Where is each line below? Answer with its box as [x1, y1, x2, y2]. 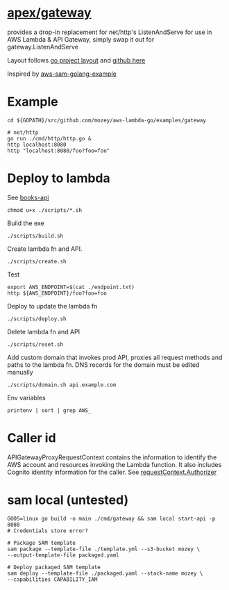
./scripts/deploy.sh [7, 315, 67, 322]
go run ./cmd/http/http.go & [7, 135, 92, 142]
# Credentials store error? [7, 527, 89, 534]
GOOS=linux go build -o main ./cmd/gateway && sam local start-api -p [7, 515, 216, 522]
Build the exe [7, 219, 45, 227]
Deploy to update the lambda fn [7, 302, 98, 310]
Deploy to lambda [7, 170, 111, 186]
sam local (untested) [7, 492, 129, 508]
